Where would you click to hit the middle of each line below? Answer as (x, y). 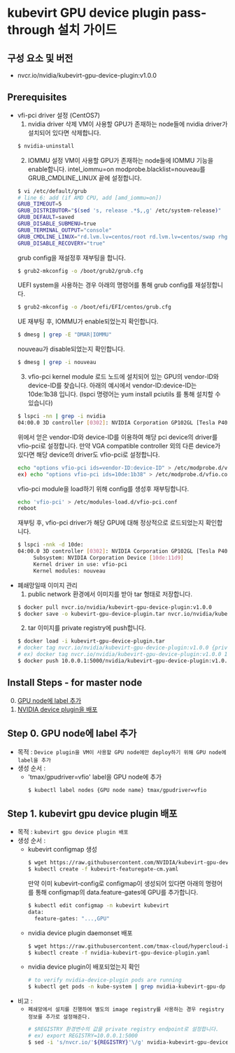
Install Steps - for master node (75, 683)
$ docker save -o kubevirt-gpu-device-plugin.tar (91, 614)
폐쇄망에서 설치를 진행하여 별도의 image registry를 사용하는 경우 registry (126, 1010)
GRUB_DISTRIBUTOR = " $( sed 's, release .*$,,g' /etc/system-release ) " (119, 211)
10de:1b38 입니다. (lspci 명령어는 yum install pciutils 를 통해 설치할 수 (124, 394)
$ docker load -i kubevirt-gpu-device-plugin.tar (91, 641)
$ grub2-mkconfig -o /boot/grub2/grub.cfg (80, 271)
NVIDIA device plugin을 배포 (57, 709)
